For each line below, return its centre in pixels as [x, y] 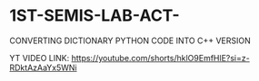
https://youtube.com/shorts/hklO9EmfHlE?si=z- [160, 58]
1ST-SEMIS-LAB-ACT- [95, 16]
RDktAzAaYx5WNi [43, 67]
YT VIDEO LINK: [40, 58]
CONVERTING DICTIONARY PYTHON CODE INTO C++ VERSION [130, 40]
